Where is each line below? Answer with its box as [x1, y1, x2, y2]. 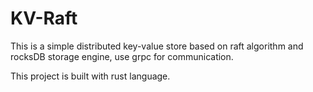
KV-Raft [10, 7, 78, 30]
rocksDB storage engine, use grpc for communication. [10, 50, 234, 62]
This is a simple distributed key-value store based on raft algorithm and [10, 40, 304, 52]
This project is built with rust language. [10, 70, 171, 82]
